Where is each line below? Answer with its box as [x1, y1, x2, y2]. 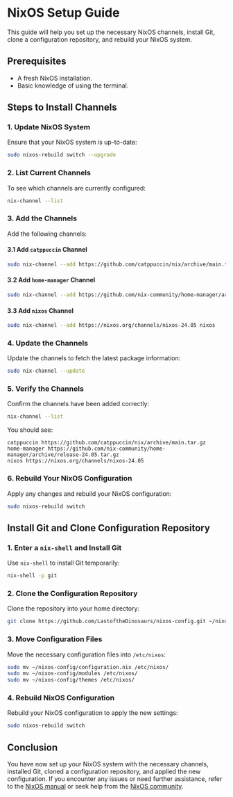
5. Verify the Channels [7, 384, 85, 394]
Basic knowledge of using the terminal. [17, 81, 129, 90]
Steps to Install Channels [7, 102, 118, 113]
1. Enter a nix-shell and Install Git [7, 542, 122, 552]
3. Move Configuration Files [7, 634, 103, 644]
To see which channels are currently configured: [7, 184, 146, 192]
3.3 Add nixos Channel [7, 306, 74, 314]
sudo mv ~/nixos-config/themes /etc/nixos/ [7, 677, 135, 684]
